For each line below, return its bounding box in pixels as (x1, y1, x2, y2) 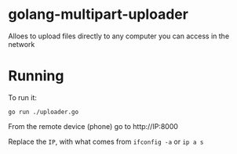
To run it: (8, 92, 38, 102)
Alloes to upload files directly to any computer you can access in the (8, 31, 230, 41)
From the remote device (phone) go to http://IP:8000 (8, 121, 179, 131)
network (8, 39, 35, 48)
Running (8, 67, 64, 85)
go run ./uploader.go (8, 108, 79, 116)
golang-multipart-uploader (8, 5, 188, 23)
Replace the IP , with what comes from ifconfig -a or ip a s (8, 137, 204, 146)
